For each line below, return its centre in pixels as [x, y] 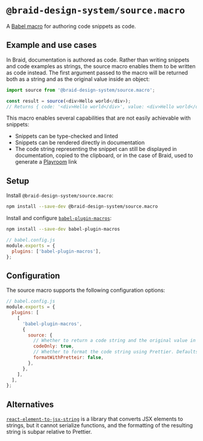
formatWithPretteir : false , [68, 358]
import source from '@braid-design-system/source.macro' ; [81, 90]
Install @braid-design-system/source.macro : [60, 196]
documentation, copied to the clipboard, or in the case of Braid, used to [104, 155]
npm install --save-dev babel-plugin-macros [63, 229]
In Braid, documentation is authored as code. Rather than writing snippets [98, 60]
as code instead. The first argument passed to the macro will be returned [97, 72]
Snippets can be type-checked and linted [66, 136]
